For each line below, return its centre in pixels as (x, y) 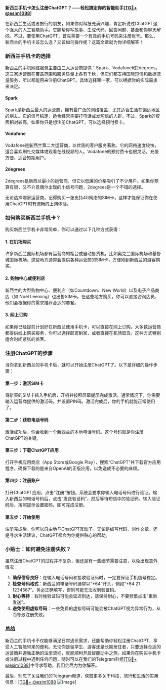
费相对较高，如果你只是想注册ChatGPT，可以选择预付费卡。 (66, 122)
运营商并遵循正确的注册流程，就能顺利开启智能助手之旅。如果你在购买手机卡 (83, 653)
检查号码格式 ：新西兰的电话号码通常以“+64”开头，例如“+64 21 (76, 584)
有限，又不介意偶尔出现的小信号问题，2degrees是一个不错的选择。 (77, 187)
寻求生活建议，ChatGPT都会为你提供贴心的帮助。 (60, 535)
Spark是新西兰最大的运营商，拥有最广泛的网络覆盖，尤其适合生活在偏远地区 (83, 110)
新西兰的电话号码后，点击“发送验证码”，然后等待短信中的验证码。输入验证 (85, 499)
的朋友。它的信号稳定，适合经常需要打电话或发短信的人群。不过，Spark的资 (83, 116)
